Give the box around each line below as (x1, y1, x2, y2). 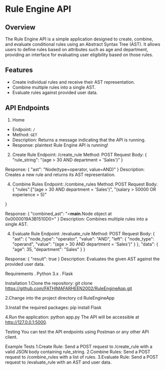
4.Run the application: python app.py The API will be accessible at (5, 314, 139, 320)
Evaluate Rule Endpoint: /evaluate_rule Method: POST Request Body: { (12, 230, 155, 237)
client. (5, 334, 18, 340)
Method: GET (12, 131, 37, 137)
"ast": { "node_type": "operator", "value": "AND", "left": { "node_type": (12, 236, 154, 242)
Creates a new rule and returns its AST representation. (5, 171, 116, 178)
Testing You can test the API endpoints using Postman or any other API (5, 329, 149, 335)
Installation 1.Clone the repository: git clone (5, 280, 93, 286)
